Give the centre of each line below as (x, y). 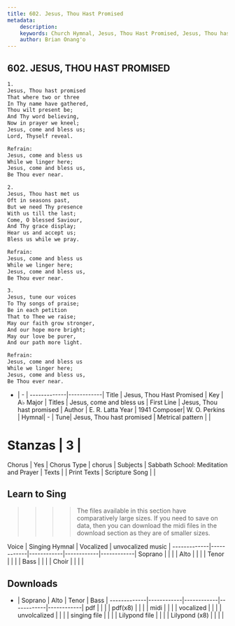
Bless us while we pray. (43, 240)
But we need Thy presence (45, 207)
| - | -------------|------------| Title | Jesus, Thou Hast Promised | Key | (120, 394)
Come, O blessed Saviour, (45, 220)
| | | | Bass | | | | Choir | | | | (45, 562)
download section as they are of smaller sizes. (143, 533)
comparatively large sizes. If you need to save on (147, 518)
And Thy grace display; (42, 227)
